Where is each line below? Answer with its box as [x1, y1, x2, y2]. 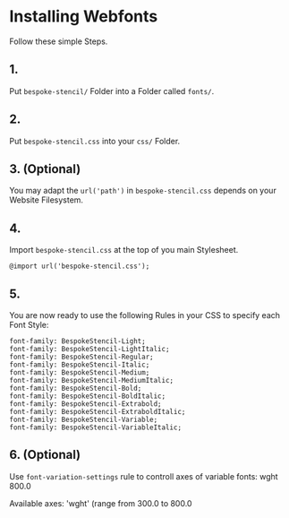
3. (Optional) [9, 161, 81, 177]
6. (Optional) [9, 447, 81, 462]
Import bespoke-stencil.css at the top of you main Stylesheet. [9, 245, 239, 255]
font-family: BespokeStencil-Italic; [9, 360, 150, 369]
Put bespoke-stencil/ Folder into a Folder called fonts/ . [9, 85, 215, 96]
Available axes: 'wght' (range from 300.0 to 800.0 [9, 497, 192, 508]
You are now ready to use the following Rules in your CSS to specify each [9, 310, 280, 320]
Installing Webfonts [9, 6, 158, 27]
